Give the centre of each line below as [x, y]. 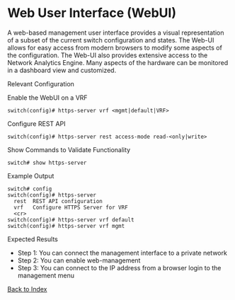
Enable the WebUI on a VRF [47, 98]
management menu [46, 275]
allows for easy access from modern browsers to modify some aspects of [115, 47]
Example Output [31, 175]
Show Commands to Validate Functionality [69, 149]
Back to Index [27, 289]
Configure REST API [36, 123]
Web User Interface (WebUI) [92, 13]
